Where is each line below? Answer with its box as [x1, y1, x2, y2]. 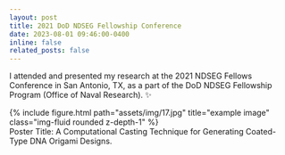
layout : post [9, 12, 58, 22]
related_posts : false [9, 46, 90, 55]
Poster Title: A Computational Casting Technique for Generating [9, 126, 244, 137]
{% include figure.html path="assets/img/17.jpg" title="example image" [9, 108, 270, 118]
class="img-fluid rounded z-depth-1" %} [9, 117, 159, 127]
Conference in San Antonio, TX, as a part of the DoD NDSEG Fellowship [9, 80, 272, 91]
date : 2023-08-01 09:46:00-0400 [9, 29, 130, 38]
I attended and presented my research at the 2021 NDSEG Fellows [9, 70, 253, 81]
